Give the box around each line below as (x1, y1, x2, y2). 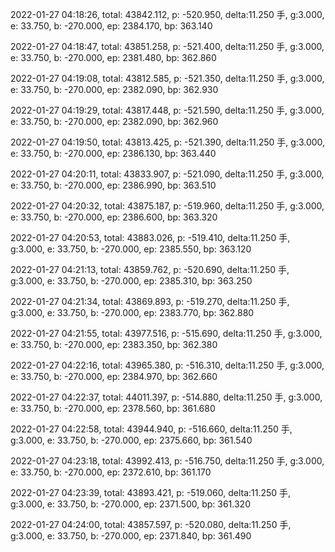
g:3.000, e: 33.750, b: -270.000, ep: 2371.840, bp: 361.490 (10, 530, 252, 542)
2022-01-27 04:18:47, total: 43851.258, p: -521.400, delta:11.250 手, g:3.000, (10, 41, 325, 52)
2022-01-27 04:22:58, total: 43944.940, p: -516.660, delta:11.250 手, (10, 423, 293, 435)
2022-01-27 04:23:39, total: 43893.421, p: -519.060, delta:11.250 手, (10, 487, 292, 498)
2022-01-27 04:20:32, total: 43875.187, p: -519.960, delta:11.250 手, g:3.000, (10, 200, 325, 212)
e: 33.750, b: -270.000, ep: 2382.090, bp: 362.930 (10, 84, 219, 95)
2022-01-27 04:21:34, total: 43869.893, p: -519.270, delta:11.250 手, (10, 296, 290, 307)
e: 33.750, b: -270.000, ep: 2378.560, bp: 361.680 (10, 403, 216, 414)
